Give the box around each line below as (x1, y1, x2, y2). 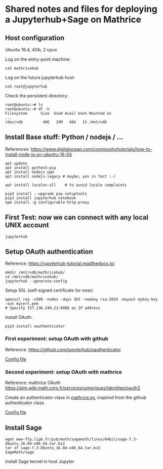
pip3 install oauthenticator (5, 324, 65, 329)
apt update (5, 161, 28, 166)
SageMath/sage (5, 450, 35, 455)
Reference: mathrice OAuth (5, 380, 61, 386)
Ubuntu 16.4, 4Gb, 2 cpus (5, 47, 57, 52)
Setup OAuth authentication (5, 248, 93, 256)
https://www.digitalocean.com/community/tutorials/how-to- (30, 146, 152, 152)
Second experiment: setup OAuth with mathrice (5, 368, 122, 375)
